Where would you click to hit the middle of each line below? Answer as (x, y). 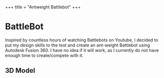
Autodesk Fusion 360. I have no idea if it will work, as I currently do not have (82, 50)
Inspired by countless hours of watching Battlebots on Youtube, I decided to (82, 40)
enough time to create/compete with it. (44, 55)
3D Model (20, 70)
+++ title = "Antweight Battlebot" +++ (43, 7)
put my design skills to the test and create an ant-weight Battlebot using (78, 45)
